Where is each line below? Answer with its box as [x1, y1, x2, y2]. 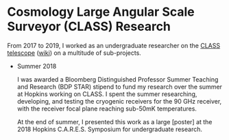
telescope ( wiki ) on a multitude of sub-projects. [7, 49, 142, 57]
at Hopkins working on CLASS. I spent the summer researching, [16, 90, 197, 98]
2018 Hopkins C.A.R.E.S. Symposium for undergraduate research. [16, 125, 203, 133]
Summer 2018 [16, 62, 57, 70]
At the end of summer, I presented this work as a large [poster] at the [16, 117, 213, 126]
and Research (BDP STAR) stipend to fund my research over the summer [16, 82, 223, 91]
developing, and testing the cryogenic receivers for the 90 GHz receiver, [16, 97, 222, 105]
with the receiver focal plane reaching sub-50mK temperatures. [16, 104, 197, 113]
